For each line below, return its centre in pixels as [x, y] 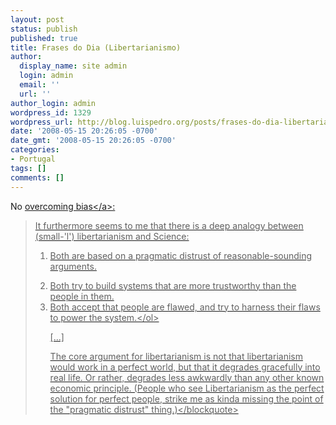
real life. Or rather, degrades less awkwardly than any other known [187, 377]
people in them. [82, 296]
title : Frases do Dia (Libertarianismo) [96, 47]
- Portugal [33, 159]
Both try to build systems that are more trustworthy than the [173, 285]
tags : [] [28, 168]
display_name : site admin [73, 66]
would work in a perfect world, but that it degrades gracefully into [185, 367]
